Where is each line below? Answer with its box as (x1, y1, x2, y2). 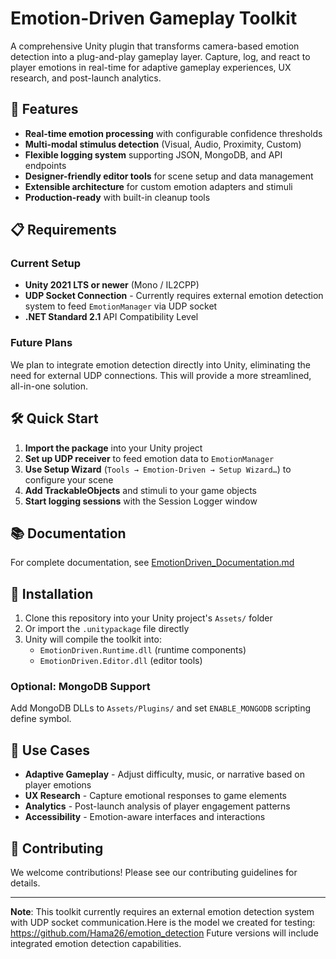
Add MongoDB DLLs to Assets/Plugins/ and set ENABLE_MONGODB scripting (10, 702, 312, 714)
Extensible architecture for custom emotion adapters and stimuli (24, 180, 293, 192)
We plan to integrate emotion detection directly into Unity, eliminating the (10, 358, 311, 371)
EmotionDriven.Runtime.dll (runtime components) (39, 644, 247, 656)
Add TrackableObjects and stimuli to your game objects (24, 484, 258, 496)
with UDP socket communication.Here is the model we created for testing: (10, 917, 316, 929)
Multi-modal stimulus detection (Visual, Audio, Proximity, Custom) (24, 138, 302, 150)
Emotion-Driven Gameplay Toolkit (10, 7, 298, 30)
